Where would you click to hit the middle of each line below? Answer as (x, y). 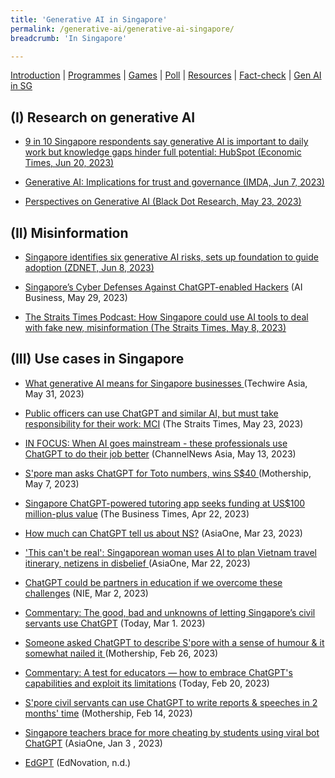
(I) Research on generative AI (103, 117)
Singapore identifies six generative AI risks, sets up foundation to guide (171, 257)
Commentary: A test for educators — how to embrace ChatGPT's (158, 672)
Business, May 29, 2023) (76, 297)
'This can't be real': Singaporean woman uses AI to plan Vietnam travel (170, 552)
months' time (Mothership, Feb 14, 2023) (108, 713)
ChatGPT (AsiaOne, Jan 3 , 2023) (93, 743)
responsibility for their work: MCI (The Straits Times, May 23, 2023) (164, 423)
